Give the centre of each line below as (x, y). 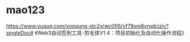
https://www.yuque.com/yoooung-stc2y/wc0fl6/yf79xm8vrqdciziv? (87, 26)
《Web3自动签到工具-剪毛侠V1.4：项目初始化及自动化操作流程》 (111, 33)
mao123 (25, 10)
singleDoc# (20, 33)
